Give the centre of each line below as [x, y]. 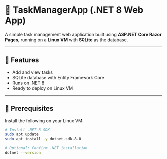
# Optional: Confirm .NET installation [46, 148]
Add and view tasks [33, 72]
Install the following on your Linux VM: [44, 120]
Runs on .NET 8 [28, 83]
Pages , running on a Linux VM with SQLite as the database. [67, 40]
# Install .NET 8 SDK [28, 130]
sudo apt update [22, 134]
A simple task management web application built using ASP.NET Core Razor [83, 34]
